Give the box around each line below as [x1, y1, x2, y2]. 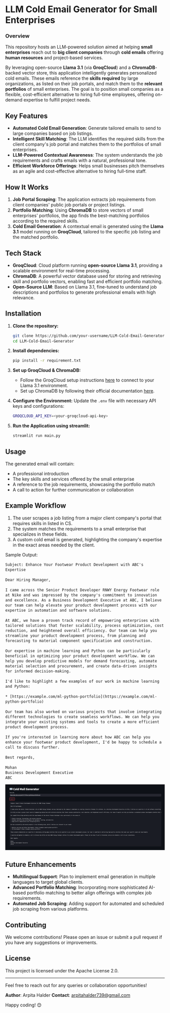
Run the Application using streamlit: [12, 423, 90, 429]
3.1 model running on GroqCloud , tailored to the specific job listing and [12, 229, 161, 235]
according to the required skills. [12, 218, 79, 224]
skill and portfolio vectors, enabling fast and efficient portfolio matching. [12, 278, 163, 285]
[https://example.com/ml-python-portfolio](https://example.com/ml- [10, 694, 157, 699]
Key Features [5, 112, 48, 120]
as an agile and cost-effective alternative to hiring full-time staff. [12, 168, 147, 174]
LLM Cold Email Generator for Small [5, 4, 158, 15]
